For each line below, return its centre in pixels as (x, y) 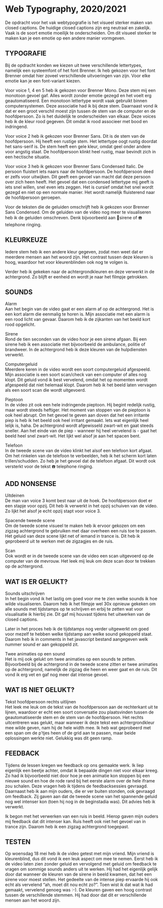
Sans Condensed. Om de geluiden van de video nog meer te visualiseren (78, 212)
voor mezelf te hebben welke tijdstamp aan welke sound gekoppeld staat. (79, 634)
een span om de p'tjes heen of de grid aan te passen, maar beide (71, 733)
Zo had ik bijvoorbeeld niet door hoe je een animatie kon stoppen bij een (77, 776)
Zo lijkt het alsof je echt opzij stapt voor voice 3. (53, 511)
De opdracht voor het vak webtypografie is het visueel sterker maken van (79, 22)
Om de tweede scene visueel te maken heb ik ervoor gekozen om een (75, 526)
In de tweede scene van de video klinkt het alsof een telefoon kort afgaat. (79, 451)
